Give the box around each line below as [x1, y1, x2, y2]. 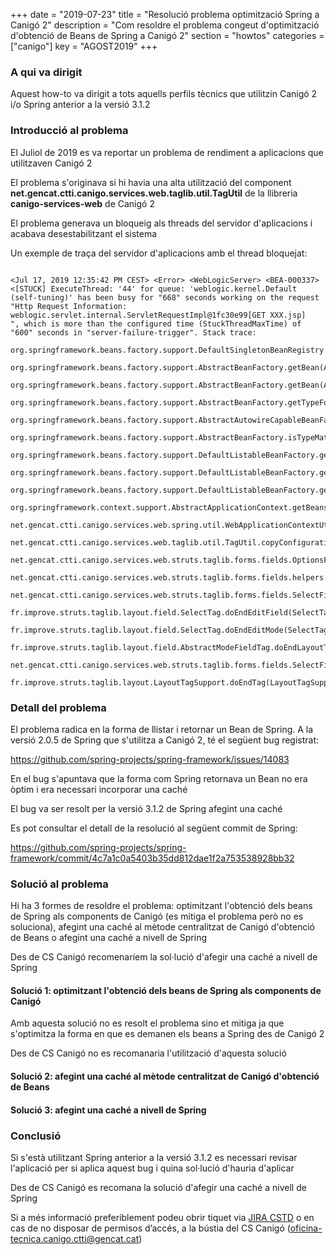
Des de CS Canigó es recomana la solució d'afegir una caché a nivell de [10, 1181, 307, 1193]
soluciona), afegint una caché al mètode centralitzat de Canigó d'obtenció [10, 921, 315, 933]
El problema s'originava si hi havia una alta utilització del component [10, 176, 292, 188]
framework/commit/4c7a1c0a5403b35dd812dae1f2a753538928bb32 [10, 852, 295, 864]
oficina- [289, 1222, 323, 1234]
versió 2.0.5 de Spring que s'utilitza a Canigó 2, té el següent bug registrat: [10, 734, 320, 746]
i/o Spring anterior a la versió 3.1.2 [10, 99, 151, 111]
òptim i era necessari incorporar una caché [10, 783, 188, 795]
